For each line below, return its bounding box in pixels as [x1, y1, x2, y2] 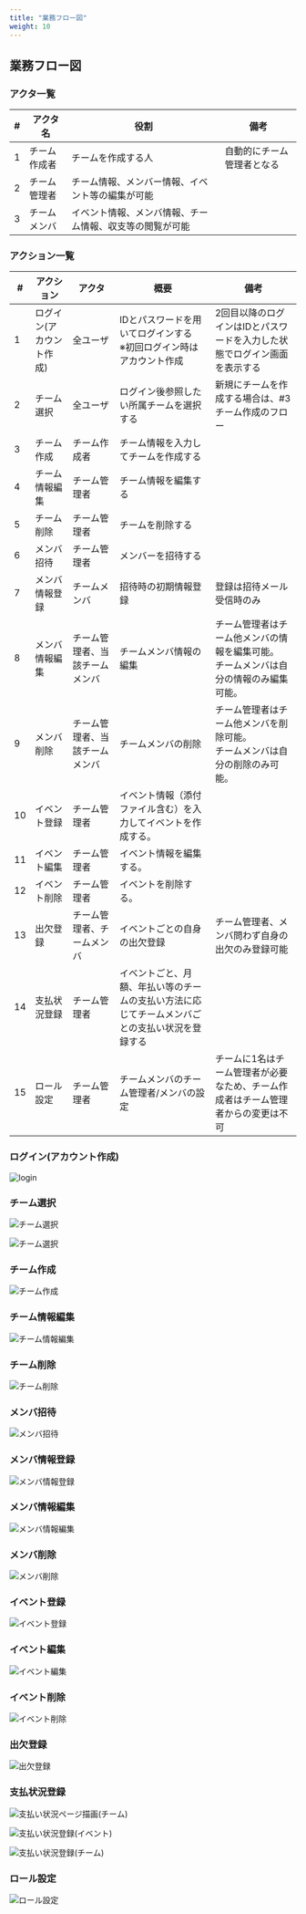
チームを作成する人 [71, 151, 154, 164]
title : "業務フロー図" [9, 13, 87, 23]
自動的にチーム [224, 145, 289, 158]
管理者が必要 [232, 1066, 289, 1079]
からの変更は [224, 1108, 280, 1120]
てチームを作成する [119, 451, 202, 463]
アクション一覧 [9, 250, 75, 263]
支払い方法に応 [138, 994, 202, 1007]
